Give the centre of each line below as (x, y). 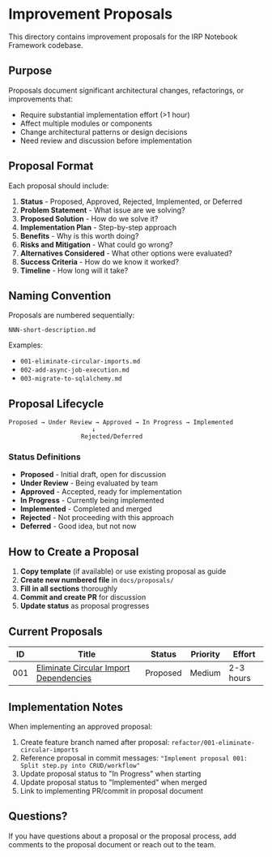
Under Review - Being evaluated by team (89, 483)
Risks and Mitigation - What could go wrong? (97, 244)
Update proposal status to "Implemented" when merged (114, 782)
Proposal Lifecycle (56, 404)
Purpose (30, 71)
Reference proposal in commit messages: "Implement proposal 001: (134, 758)
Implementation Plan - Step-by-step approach (98, 227)
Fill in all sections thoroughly (69, 588)
